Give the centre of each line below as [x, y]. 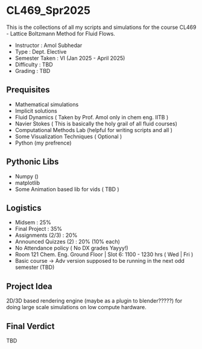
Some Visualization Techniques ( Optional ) [68, 136]
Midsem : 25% [33, 222]
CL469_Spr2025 [48, 11]
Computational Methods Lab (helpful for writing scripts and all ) [94, 130]
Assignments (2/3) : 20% [46, 235]
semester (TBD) [35, 267]
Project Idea [29, 286]
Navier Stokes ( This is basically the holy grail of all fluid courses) [96, 124]
